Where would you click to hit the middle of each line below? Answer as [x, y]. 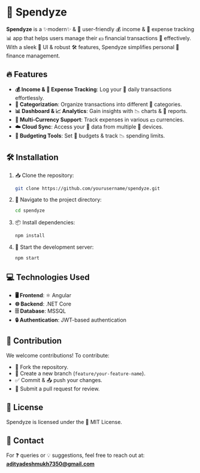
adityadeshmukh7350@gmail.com [50, 464]
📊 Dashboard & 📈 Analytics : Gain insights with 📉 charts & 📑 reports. [101, 111]
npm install [30, 236]
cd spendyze [30, 211]
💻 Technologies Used [48, 277]
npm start [27, 258]
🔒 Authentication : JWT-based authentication [71, 320]
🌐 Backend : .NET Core [43, 304]
